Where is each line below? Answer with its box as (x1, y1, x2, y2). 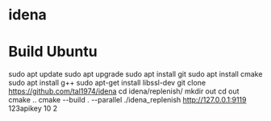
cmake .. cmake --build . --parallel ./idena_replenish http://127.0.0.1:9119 (8, 95, 247, 105)
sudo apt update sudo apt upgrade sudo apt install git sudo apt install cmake (8, 69, 263, 79)
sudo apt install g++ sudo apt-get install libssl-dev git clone (8, 78, 206, 88)
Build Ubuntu (8, 43, 98, 61)
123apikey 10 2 (8, 103, 58, 114)
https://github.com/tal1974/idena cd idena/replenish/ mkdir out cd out (8, 86, 240, 96)
